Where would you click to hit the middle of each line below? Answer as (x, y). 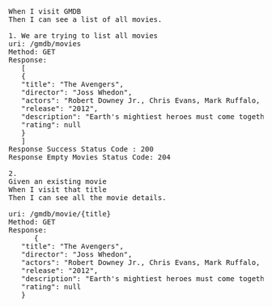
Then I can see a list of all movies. (85, 19)
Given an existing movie (57, 181)
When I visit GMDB (45, 11)
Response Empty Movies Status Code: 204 (90, 157)
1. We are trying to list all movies (83, 36)
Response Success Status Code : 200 (81, 149)
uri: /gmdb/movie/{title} (60, 214)
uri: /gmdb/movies (45, 44)
